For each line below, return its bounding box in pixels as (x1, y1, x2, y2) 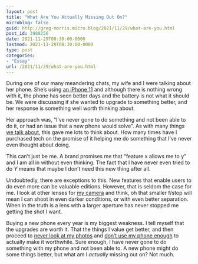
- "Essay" (6, 58, 31, 64)
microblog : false (6, 19, 49, 25)
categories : (6, 53, 35, 58)
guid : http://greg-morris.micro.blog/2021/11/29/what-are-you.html (6, 25, 176, 31)
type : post (6, 47, 33, 53)
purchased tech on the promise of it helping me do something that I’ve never (6, 135, 192, 142)
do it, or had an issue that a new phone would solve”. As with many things (6, 122, 185, 130)
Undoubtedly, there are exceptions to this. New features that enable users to (6, 177, 192, 184)
